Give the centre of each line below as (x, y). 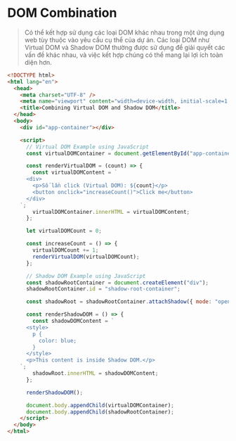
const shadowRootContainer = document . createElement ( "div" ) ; (117, 283)
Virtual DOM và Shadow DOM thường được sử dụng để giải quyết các (125, 47)
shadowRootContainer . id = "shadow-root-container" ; (103, 289)
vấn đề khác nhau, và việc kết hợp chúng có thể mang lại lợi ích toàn (124, 55)
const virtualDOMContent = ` (75, 173)
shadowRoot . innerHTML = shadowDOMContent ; (96, 373)
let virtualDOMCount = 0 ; (64, 231)
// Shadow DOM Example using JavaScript (86, 276)
